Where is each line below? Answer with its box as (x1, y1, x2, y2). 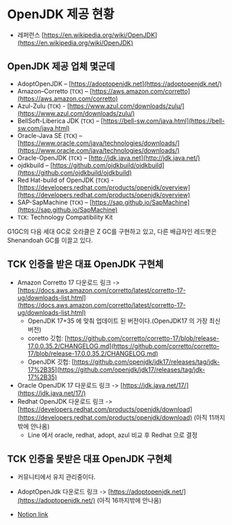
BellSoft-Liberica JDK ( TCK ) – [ (17, 116, 103, 125)
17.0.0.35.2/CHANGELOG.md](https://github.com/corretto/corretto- (27, 342, 220, 350)
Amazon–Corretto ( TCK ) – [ (17, 86, 92, 95)
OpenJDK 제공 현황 (7, 6, 115, 22)
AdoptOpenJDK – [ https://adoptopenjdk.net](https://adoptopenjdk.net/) (17, 79, 222, 88)
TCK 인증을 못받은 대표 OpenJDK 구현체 (7, 452, 172, 464)
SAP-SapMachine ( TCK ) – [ (17, 198, 92, 206)
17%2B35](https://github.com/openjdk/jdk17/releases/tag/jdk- (27, 365, 206, 374)
